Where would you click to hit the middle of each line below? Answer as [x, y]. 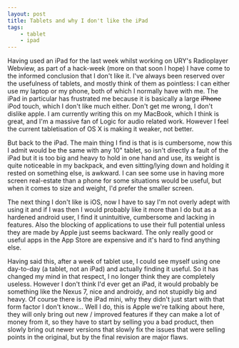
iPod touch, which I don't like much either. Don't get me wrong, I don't [110, 106]
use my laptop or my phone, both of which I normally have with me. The [113, 91]
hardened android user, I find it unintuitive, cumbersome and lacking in [111, 217]
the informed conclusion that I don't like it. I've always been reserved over [116, 76]
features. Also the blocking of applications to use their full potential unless [116, 225]
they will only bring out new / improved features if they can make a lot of [114, 314]
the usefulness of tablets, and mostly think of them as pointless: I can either [119, 83]
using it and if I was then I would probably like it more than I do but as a [112, 210]
